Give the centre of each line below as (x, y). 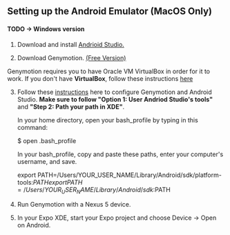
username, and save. (47, 161)
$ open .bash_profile (47, 140)
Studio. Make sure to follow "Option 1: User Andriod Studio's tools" (115, 99)
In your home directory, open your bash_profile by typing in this (107, 120)
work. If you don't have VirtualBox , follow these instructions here (100, 78)
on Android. (34, 225)
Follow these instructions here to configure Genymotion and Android (114, 92)
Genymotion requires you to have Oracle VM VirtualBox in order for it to (109, 71)
